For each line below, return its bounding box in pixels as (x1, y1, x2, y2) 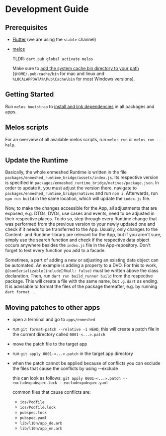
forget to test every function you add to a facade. (5, 248, 106, 254)
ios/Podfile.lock (19, 405, 56, 410)
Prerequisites (5, 23, 48, 32)
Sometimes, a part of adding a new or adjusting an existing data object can (5, 257, 159, 263)
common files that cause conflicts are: (12, 389, 91, 395)
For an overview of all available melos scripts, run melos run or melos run (5, 136, 155, 142)
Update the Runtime (5, 156, 69, 165)
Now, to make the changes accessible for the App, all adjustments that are (5, 205, 158, 211)
